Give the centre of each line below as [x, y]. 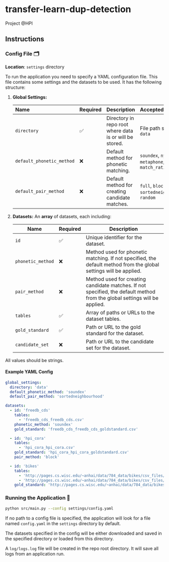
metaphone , [152, 162]
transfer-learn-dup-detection [68, 9]
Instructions [25, 39]
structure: [15, 87]
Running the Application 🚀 [38, 498]
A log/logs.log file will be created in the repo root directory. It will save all [82, 548]
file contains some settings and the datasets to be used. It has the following [83, 82]
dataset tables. [103, 319]
